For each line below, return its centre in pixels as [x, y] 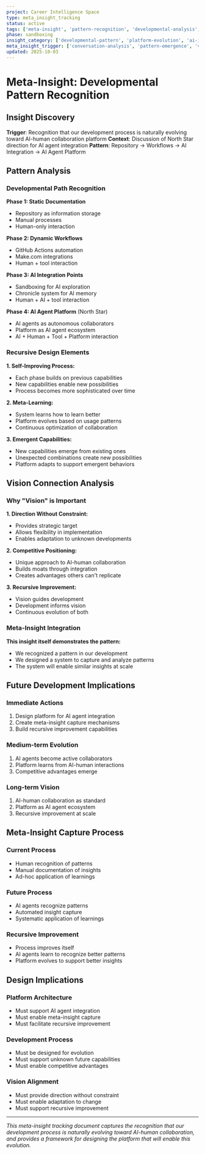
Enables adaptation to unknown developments [73, 539]
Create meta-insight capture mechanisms [67, 723]
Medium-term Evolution [42, 745]
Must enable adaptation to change [58, 1101]
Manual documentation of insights [58, 870]
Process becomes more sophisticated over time [75, 390]
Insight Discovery [41, 118]
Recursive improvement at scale [56, 813]
